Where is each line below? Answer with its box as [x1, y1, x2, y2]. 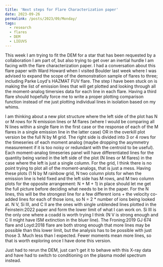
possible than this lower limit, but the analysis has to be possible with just [5, 227, 152, 233]
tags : [5, 20, 16, 26]
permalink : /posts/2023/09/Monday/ [5, 16, 77, 21]
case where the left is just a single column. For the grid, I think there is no [5, 160, 152, 166]
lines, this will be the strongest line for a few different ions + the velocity [5, 191, 149, 197]
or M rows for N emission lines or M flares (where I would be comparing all [5, 118, 155, 124]
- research [9, 25, 32, 30]
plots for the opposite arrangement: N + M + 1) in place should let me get [5, 181, 151, 187]
